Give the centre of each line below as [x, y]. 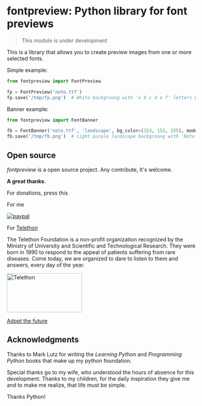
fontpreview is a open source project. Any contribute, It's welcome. [90, 170]
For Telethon [22, 228]
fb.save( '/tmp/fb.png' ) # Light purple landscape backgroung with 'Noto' [102, 136]
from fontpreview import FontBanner [52, 120]
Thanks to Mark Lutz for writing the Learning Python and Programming [94, 354]
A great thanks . [26, 181]
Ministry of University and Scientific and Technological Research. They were [101, 246]
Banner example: [28, 109]
